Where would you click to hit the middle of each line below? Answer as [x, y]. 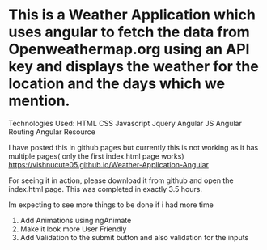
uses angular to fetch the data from [129, 32]
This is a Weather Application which [132, 15]
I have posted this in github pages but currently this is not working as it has [133, 147]
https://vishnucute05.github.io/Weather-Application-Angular [108, 164]
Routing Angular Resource [52, 132]
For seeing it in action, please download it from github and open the [121, 180]
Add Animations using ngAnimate [76, 220]
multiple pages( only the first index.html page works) [96, 156]
